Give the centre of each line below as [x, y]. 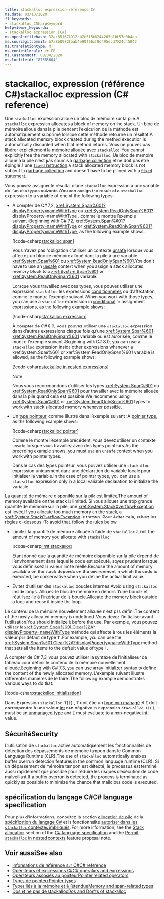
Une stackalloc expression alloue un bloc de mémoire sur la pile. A [72, 119]
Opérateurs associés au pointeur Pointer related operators [70, 875]
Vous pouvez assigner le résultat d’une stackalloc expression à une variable [82, 186]
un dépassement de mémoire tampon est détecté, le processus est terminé [81, 766]
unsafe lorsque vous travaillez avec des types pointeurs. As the [75, 446]
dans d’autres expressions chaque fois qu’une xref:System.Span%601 [82, 331]
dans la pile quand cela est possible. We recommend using [71, 396]
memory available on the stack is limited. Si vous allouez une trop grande [79, 501]
